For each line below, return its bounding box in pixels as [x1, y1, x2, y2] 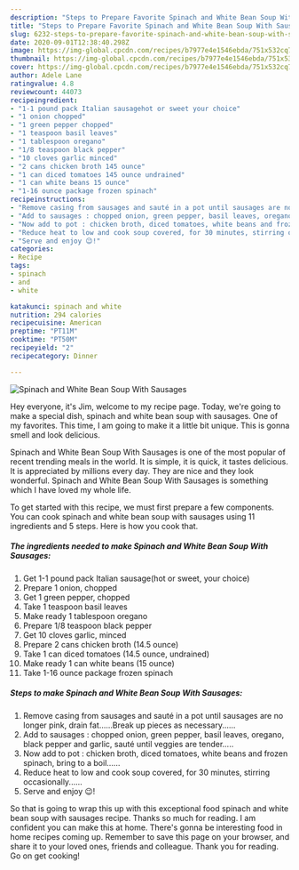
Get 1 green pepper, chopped [22, 592, 130, 602]
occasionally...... [22, 776, 83, 787]
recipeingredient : [10, 95, 78, 105]
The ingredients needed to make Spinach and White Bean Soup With [10, 541, 269, 552]
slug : [10, 29, 30, 38]
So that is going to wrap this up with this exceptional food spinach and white [10, 802, 289, 814]
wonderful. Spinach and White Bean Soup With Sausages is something [10, 475, 269, 486]
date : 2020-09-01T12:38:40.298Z [10, 37, 130, 47]
